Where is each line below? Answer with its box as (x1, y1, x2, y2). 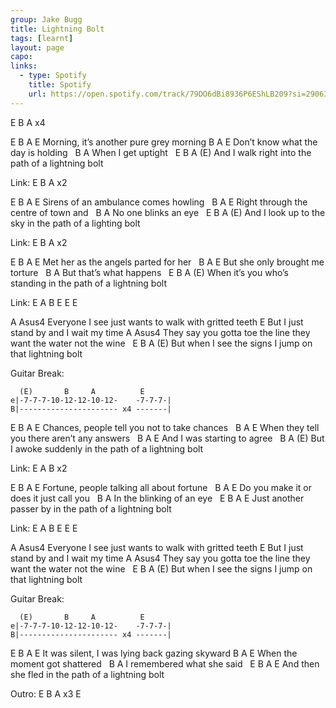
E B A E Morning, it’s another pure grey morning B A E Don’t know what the (10, 136, 318, 148)
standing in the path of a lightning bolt (10, 277, 167, 289)
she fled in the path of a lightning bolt (10, 668, 165, 680)
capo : (10, 52, 33, 62)
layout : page (10, 42, 65, 53)
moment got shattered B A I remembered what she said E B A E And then (10, 657, 320, 670)
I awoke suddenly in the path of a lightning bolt (10, 442, 204, 455)
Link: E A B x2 (10, 462, 68, 474)
